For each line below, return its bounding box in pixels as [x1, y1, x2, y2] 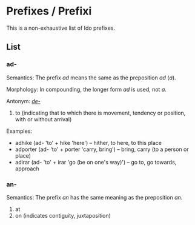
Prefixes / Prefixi [6, 4, 92, 18]
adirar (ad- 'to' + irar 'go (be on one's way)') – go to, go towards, [15, 158, 177, 166]
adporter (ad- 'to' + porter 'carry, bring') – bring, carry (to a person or [15, 146, 189, 153]
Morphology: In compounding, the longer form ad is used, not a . [6, 86, 167, 93]
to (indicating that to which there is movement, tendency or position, [15, 109, 186, 116]
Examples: [6, 127, 32, 135]
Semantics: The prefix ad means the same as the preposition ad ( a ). [6, 74, 177, 81]
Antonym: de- [6, 97, 41, 104]
